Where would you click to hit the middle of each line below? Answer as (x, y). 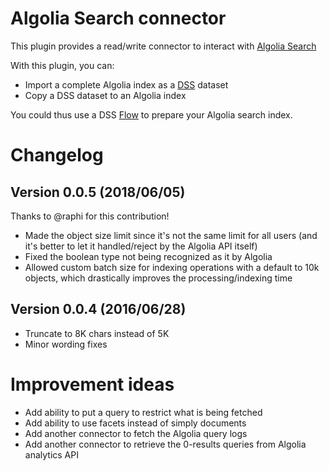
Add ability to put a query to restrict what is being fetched (143, 412)
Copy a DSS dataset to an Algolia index (105, 95)
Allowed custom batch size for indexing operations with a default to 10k (172, 267)
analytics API (51, 454)
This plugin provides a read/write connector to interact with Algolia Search (163, 46)
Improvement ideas (92, 384)
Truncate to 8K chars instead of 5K (97, 333)
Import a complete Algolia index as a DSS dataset (126, 84)
